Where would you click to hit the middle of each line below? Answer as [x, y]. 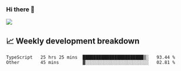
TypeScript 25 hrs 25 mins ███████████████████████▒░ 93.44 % [91, 58]
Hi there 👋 [21, 9]
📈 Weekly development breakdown [73, 41]
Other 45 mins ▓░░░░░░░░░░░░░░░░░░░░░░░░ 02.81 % [91, 63]
